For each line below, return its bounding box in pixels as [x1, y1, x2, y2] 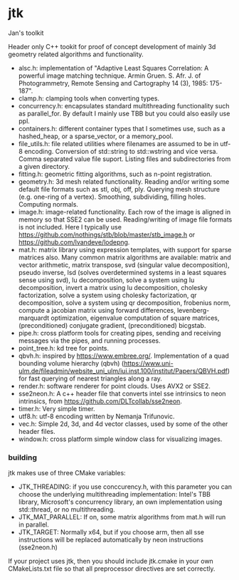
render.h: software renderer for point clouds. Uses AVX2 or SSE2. [18, 381, 211, 390]
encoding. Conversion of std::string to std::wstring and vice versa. [24, 147, 218, 155]
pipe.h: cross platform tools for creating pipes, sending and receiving [18, 328, 221, 337]
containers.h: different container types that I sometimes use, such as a [18, 124, 225, 133]
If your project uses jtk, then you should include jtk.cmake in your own [8, 557, 214, 566]
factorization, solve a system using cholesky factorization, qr [18, 291, 198, 299]
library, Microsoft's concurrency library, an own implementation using [18, 497, 223, 507]
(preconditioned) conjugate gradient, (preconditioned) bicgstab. [18, 321, 206, 329]
